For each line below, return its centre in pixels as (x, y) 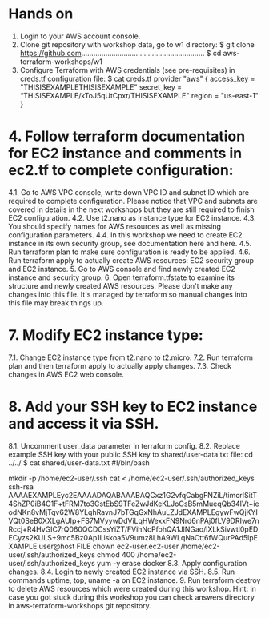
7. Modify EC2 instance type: (106, 335)
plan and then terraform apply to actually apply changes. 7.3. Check (120, 365)
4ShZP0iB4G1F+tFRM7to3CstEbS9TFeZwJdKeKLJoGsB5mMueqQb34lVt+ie (134, 504)
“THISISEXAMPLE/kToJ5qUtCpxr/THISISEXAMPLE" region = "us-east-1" (139, 95)
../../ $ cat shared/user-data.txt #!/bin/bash (79, 463)
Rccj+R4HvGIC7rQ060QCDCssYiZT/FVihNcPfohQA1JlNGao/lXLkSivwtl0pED (133, 529)
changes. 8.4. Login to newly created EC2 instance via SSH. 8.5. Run (122, 572)
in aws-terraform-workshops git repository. (80, 605)
